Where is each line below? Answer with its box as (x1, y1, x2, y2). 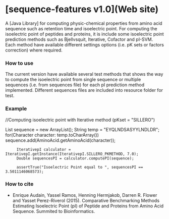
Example (5, 105, 27, 112)
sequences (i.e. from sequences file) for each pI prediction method (5, 82, 145, 88)
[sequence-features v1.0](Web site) (5, 4, 159, 15)
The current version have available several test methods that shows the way (5, 71, 163, 77)
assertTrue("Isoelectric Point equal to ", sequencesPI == (16, 165, 143, 170)
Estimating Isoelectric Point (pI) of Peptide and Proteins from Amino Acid (12, 203, 164, 209)
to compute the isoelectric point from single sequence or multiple (5, 77, 141, 83)
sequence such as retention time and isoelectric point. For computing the (5, 25, 157, 31)
